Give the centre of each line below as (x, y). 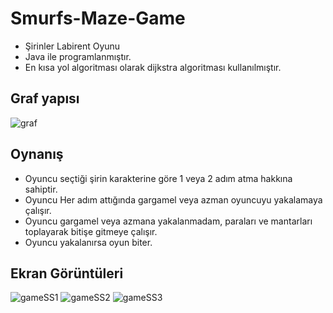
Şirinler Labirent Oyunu (72, 46)
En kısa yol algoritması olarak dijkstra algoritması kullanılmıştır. (153, 67)
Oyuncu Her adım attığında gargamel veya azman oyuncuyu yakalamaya (173, 199)
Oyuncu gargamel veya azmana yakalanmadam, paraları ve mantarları (168, 221)
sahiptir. (41, 189)
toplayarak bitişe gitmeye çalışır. (91, 231)
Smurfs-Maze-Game (98, 18)
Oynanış (37, 154)
